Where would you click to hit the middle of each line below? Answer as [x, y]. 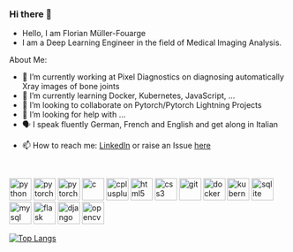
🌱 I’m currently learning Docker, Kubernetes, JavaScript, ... [128, 95]
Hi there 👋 [31, 14]
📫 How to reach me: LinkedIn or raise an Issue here [116, 146]
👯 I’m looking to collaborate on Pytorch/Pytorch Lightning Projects [142, 105]
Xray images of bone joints [71, 87]
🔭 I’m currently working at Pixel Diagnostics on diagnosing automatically [153, 77]
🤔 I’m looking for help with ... [74, 115]
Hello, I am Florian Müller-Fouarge [84, 34]
